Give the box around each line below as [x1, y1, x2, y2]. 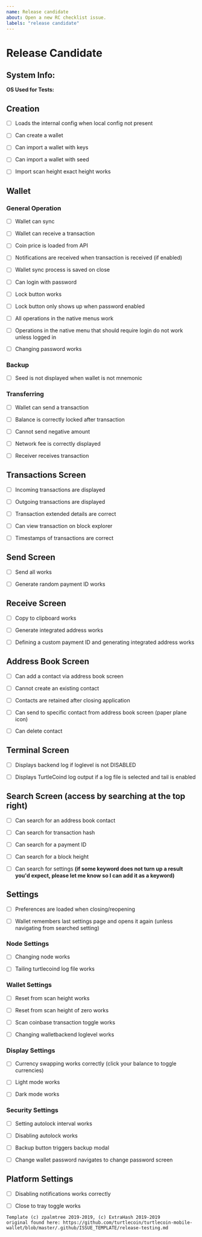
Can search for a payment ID [14, 841, 87, 848]
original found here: [6, 1219, 61, 1226]
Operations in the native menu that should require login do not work [14, 327, 183, 334]
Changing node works [14, 953, 71, 960]
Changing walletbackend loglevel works [14, 1030, 115, 1038]
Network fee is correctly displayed [14, 440, 101, 447]
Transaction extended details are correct [14, 510, 116, 517]
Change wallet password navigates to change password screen [14, 1156, 173, 1163]
